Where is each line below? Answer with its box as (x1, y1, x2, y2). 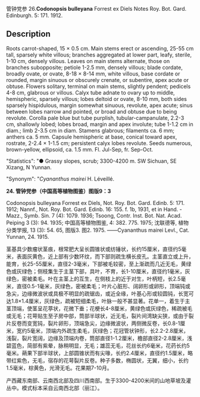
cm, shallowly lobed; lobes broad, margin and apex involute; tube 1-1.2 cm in (6, 121, 193, 128)
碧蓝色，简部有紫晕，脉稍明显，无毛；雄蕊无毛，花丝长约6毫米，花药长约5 (6, 342, 190, 349)
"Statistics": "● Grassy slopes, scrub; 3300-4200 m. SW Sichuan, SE (6, 157, 177, 165)
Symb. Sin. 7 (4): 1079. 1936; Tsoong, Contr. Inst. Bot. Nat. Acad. (23, 212, 182, 219)
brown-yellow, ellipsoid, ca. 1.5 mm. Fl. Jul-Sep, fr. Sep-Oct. (6, 146, 154, 153)
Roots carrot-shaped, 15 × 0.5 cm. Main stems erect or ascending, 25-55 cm (6, 45, 194, 52)
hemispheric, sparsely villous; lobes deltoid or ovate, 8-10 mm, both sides (6, 95, 187, 102)
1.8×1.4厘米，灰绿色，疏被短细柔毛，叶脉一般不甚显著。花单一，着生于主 (11, 297, 190, 304)
